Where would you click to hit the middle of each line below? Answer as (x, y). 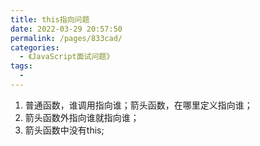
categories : (35, 47)
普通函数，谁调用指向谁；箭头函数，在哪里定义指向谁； (138, 105)
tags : (21, 66)
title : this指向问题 (50, 19)
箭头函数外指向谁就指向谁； (82, 117)
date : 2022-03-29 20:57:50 (66, 29)
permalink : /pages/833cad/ (66, 38)
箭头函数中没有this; (64, 130)
